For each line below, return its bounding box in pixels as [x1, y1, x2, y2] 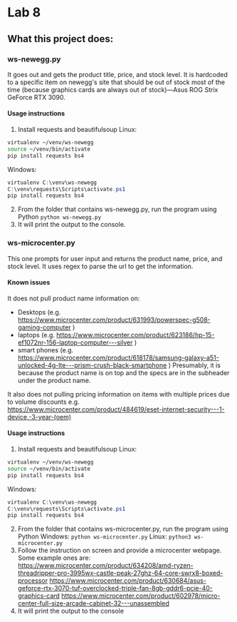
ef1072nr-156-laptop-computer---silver [17, 338, 133, 347]
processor [17, 576, 48, 585]
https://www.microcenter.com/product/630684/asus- [49, 576, 206, 585]
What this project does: [7, 33, 114, 45]
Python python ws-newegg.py [17, 213, 102, 221]
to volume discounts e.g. [7, 397, 80, 406]
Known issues [7, 278, 51, 287]
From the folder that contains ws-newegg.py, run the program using [17, 205, 217, 214]
